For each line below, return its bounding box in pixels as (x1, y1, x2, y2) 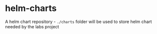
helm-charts (5, 3, 57, 14)
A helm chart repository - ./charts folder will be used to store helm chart (5, 19, 152, 24)
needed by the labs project (5, 23, 60, 29)
